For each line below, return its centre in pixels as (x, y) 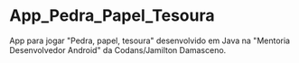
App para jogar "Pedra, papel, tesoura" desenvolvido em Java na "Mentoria (150, 40)
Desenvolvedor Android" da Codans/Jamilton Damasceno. (118, 49)
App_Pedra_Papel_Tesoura (112, 16)
